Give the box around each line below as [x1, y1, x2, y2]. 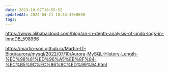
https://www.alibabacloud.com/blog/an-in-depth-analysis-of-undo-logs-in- [5, 31, 164, 37]
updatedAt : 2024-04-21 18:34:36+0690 [5, 12, 86, 17]
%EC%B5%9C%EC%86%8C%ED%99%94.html [5, 61, 107, 68]
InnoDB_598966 [5, 36, 39, 42]
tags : [5, 17, 17, 22]
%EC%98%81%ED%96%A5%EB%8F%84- [5, 56, 97, 62]
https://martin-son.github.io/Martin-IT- [5, 46, 87, 52]
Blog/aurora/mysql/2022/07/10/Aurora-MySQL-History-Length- [5, 51, 138, 57]
